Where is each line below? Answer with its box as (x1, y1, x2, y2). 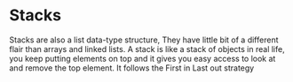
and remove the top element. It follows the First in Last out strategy (9, 63, 255, 73)
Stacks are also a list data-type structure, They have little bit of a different (9, 34, 279, 45)
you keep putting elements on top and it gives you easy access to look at (9, 53, 276, 63)
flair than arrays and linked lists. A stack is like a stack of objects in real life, (9, 43, 286, 54)
